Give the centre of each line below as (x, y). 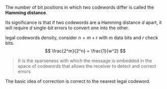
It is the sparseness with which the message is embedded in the (85, 61)
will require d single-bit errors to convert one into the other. (67, 28)
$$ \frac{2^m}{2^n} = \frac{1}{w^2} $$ (85, 51)
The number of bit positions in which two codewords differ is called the (80, 7)
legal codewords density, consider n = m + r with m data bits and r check (82, 38)
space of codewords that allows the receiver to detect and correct (87, 66)
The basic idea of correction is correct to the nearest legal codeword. (78, 81)
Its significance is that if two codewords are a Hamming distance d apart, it (83, 23)
